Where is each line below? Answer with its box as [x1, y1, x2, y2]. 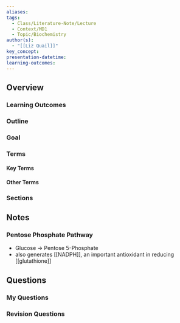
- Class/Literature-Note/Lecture [12, 20, 97, 26]
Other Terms [6, 178, 40, 186]
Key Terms [6, 165, 35, 172]
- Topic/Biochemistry [12, 32, 67, 38]
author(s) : [6, 37, 34, 43]
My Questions [6, 293, 49, 302]
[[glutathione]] [15, 257, 52, 265]
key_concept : [6, 49, 40, 55]
